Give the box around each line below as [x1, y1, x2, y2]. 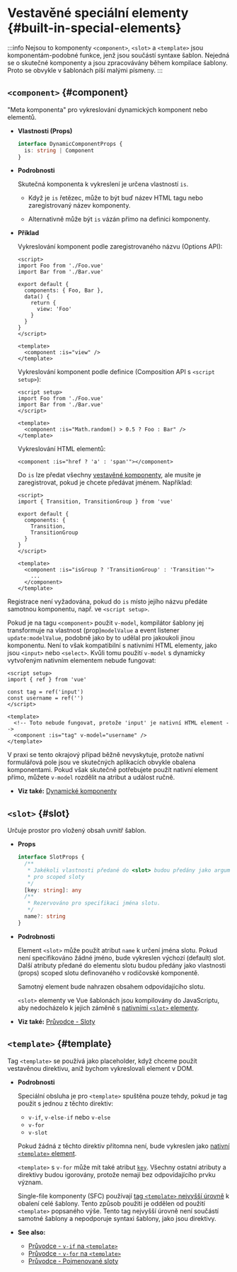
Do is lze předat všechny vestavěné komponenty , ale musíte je [17, 471, 202, 479]
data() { [24, 293, 50, 300]
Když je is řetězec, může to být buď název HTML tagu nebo [28, 193, 204, 203]
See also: [17, 1227, 46, 1237]
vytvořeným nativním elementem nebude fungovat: [7, 657, 156, 665]
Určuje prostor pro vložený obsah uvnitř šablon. [7, 827, 146, 835]
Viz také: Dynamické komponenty [17, 787, 117, 795]
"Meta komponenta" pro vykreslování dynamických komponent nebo [7, 105, 208, 114]
